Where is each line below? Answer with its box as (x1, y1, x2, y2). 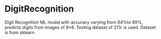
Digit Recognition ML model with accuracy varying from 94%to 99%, (4, 19, 143, 25)
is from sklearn (4, 29, 35, 35)
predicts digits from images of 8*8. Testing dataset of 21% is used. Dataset (4, 24, 156, 30)
